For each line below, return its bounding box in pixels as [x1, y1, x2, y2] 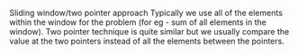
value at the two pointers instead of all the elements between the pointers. [9, 35, 285, 46]
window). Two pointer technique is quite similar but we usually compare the [9, 27, 290, 36]
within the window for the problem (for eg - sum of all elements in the [9, 17, 267, 27]
